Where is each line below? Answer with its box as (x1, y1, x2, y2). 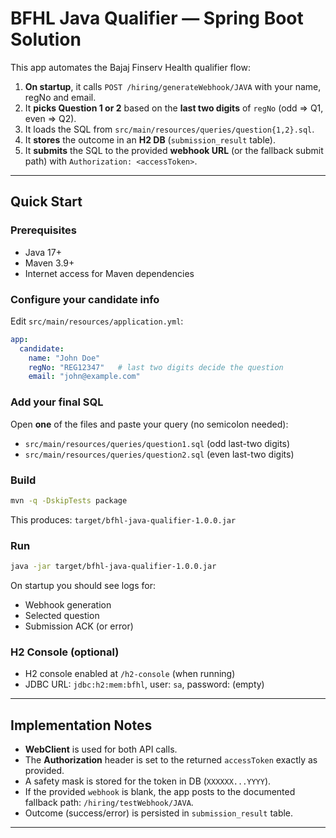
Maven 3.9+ (24, 257, 75, 269)
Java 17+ (24, 246, 62, 258)
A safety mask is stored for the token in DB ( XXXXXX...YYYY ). (24, 775, 272, 787)
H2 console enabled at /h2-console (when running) (24, 668, 236, 680)
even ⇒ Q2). (24, 112, 77, 124)
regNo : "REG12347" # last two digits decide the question (28, 362, 284, 372)
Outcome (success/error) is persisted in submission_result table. (24, 807, 294, 819)
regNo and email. (24, 91, 97, 103)
